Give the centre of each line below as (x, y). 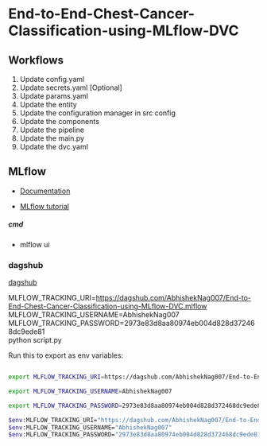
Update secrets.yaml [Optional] (71, 87)
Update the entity (48, 105)
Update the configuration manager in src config (98, 113)
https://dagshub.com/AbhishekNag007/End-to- (174, 298)
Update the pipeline (52, 130)
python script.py (35, 340)
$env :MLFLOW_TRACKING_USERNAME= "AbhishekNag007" (90, 427)
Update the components (59, 121)
